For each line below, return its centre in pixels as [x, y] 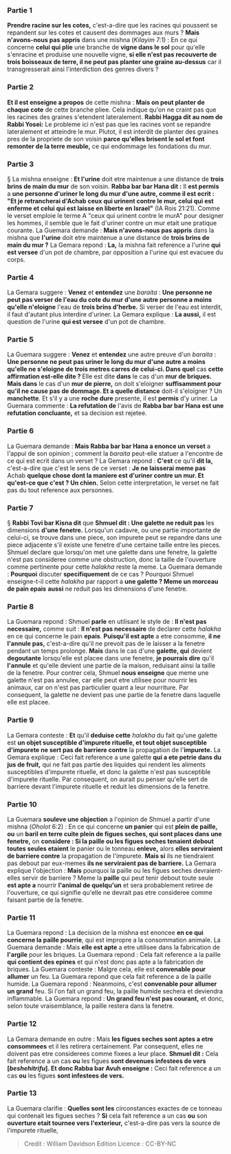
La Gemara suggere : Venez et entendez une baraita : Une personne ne [110, 292]
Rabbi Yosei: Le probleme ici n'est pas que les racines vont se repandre [109, 124]
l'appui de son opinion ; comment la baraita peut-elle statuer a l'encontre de [115, 453]
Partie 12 [22, 1024]
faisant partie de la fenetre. [45, 900]
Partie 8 [21, 607]
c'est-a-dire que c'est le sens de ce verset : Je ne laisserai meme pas [107, 468]
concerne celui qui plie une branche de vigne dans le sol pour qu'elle [106, 48]
